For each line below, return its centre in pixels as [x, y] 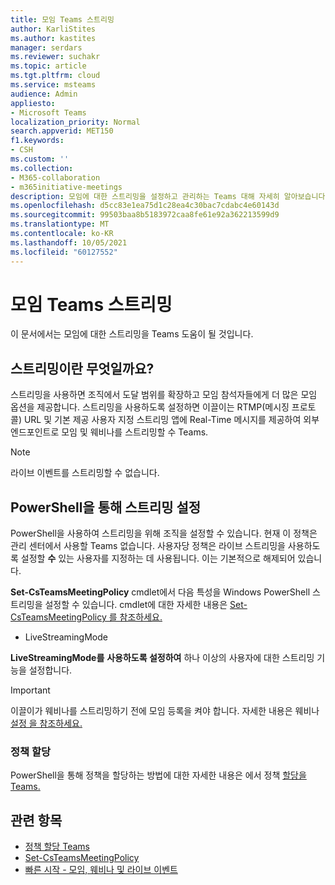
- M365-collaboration [55, 177]
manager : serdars [46, 47]
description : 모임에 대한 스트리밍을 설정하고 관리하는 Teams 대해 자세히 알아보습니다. [170, 196]
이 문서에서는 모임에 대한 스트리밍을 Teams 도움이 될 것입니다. [132, 334]
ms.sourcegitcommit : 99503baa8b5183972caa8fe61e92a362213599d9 [145, 215]
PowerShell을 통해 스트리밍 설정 [106, 507]
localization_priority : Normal [75, 122]
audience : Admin [44, 94]
